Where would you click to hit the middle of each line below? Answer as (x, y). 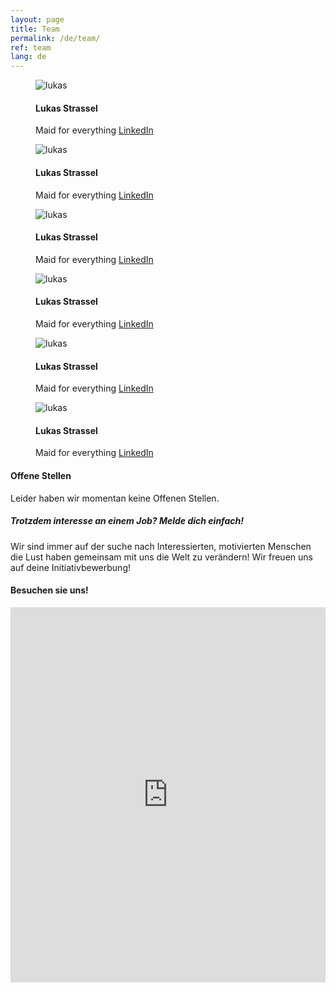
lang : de (28, 57)
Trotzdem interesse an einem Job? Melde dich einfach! (127, 521)
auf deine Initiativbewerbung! (70, 567)
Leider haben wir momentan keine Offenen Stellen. (115, 498)
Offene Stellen (41, 475)
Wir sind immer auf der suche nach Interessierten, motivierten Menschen (161, 546)
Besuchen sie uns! (49, 590)
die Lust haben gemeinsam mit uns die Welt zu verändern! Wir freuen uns (161, 557)
